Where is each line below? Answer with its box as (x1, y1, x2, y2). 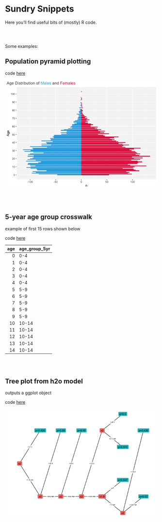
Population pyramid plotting (5, 57, 91, 66)
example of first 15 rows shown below (5, 226, 81, 231)
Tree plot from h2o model (5, 377, 83, 385)
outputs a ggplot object (5, 390, 52, 396)
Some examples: (5, 43, 38, 49)
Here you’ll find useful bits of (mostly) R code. (5, 19, 97, 25)
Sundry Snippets (5, 3, 74, 15)
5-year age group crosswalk (5, 213, 92, 221)
